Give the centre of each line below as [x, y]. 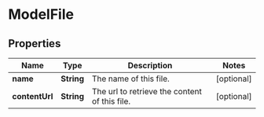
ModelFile [41, 15]
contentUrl [33, 96]
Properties [35, 44]
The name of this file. [131, 79]
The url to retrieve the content [147, 91]
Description [150, 66]
